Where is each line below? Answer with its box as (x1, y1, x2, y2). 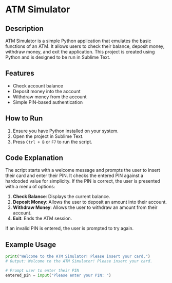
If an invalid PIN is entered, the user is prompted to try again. (5, 225, 134, 232)
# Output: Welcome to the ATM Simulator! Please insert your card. (5, 259, 153, 264)
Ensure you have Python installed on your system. (12, 128, 119, 134)
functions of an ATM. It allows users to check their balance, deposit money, (5, 43, 165, 49)
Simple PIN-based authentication (12, 99, 83, 105)
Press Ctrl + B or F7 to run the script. (12, 138, 92, 145)
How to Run (5, 114, 43, 123)
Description (5, 24, 44, 33)
